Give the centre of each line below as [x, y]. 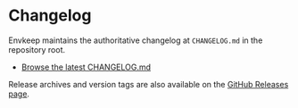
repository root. [37, 49]
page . [19, 94]
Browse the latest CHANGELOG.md [86, 67]
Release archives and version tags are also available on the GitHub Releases [149, 84]
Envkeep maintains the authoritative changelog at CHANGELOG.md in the [136, 40]
